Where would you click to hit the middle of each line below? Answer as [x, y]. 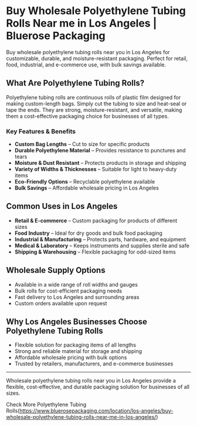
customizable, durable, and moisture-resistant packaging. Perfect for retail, [97, 58]
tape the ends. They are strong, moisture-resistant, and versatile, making [94, 109]
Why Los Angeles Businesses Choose [77, 322]
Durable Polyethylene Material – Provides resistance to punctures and [100, 151]
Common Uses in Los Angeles [62, 206]
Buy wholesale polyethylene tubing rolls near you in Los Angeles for [88, 52]
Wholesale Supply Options [56, 270]
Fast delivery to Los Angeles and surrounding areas [77, 297]
